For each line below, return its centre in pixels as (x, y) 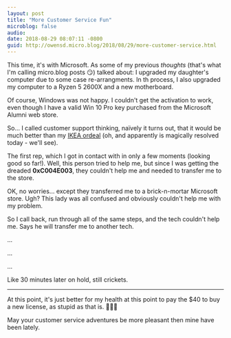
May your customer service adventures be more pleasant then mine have (111, 320)
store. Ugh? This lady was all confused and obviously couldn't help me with (114, 199)
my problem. (25, 206)
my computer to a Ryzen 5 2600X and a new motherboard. (90, 87)
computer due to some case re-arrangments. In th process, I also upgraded (114, 79)
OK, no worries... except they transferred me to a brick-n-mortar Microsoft (112, 191)
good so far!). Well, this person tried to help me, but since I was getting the (113, 163)
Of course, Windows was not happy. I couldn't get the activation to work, (110, 100)
